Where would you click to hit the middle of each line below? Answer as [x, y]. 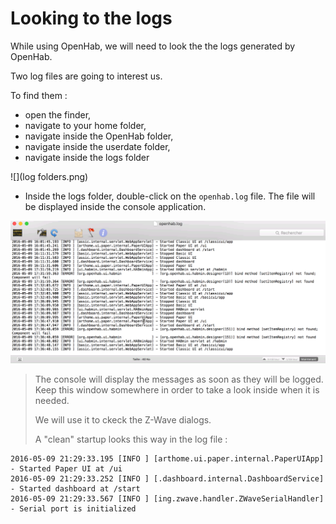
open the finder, [58, 114]
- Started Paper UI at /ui [66, 468]
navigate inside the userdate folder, [97, 146]
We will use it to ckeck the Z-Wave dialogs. [123, 419]
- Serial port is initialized [73, 508]
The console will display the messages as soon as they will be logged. [179, 379]
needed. [52, 400]
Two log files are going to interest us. [86, 76]
